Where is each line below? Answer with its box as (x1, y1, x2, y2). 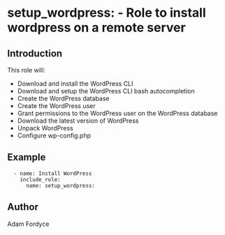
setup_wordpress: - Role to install (7, 5, 206, 21)
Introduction (7, 47, 63, 59)
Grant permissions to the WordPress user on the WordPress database (17, 109, 218, 117)
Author (7, 201, 38, 213)
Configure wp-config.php (17, 131, 92, 139)
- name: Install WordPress (13, 169, 92, 177)
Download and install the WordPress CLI (17, 79, 133, 88)
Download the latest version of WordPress (17, 116, 139, 125)
